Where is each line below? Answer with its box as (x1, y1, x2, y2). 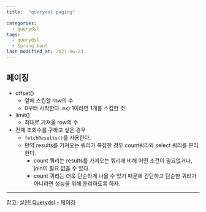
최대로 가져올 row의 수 (24, 118, 78, 126)
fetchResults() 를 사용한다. (24, 134, 91, 141)
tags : (6, 31, 20, 37)
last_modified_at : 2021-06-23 (6, 48, 84, 55)
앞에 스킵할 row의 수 (24, 96, 74, 104)
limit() (15, 111, 31, 118)
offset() (15, 89, 35, 97)
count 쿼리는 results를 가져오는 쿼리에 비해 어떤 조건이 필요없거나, (33, 157, 193, 164)
